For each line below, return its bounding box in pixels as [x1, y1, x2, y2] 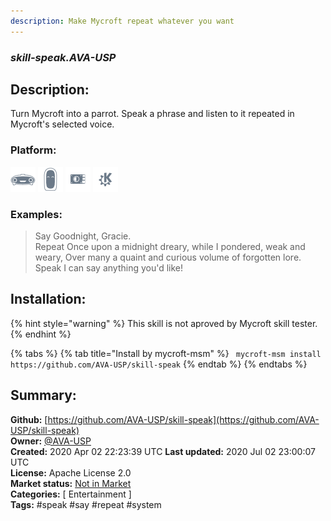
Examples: [10, 207, 63, 221]
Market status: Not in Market [10, 477, 132, 489]
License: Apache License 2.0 [10, 466, 132, 479]
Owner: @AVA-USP [10, 435, 92, 447]
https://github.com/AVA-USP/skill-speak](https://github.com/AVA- [47, 413, 320, 425]
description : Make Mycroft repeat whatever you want [10, 16, 235, 26]
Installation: [10, 291, 87, 308]
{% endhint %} [10, 328, 72, 340]
